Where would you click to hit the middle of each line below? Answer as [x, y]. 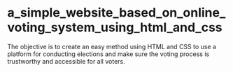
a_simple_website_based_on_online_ [116, 13]
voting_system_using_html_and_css [115, 27]
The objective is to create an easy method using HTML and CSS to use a [112, 46]
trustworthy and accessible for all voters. [66, 61]
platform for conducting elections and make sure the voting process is [108, 54]
